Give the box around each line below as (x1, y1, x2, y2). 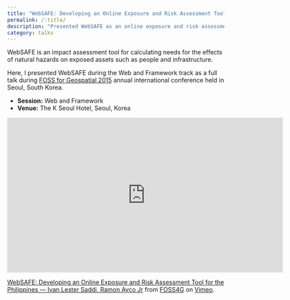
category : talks (7, 29, 54, 36)
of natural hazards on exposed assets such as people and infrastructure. (7, 56, 214, 64)
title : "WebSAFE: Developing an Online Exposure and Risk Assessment (7, 10, 211, 17)
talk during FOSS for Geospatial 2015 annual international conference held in (7, 76, 225, 85)
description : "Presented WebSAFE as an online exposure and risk (7, 23, 198, 30)
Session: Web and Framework (17, 97, 104, 105)
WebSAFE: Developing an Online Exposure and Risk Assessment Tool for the (7, 278, 225, 286)
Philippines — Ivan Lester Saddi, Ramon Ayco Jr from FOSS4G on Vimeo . (7, 286, 215, 294)
